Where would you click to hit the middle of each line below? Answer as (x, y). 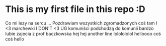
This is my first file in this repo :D (75, 9)
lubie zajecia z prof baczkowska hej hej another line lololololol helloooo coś (83, 33)
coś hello (15, 39)
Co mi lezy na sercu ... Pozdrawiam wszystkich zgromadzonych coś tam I (81, 23)
